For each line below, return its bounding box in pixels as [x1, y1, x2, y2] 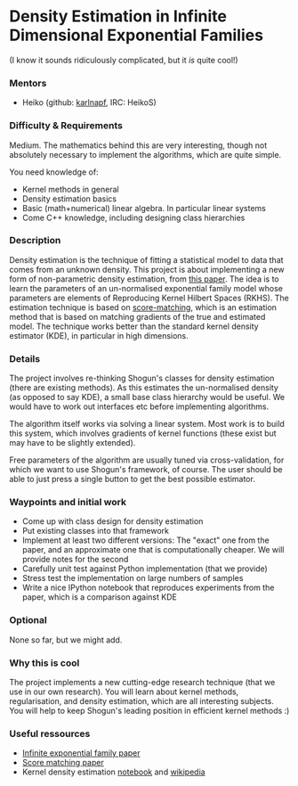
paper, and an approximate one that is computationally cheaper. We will [21, 544, 285, 555]
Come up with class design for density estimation [21, 516, 204, 527]
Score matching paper [21, 757, 104, 768]
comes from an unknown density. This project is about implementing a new [9, 264, 285, 274]
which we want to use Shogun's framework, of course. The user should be [9, 464, 283, 475]
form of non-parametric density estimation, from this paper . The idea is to [9, 274, 280, 284]
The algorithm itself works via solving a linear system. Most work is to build [9, 419, 285, 430]
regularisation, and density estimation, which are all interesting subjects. [9, 696, 274, 707]
